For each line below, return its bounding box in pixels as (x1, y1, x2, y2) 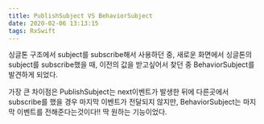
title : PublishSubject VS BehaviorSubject (8, 11, 153, 20)
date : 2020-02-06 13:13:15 (8, 19, 99, 27)
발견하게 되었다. (8, 70, 59, 80)
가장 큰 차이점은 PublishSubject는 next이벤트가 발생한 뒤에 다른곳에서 (8, 87, 229, 97)
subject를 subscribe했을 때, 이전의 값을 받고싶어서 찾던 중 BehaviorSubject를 (8, 60, 255, 69)
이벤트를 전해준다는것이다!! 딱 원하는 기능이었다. (16, 107, 167, 117)
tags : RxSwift (8, 27, 56, 35)
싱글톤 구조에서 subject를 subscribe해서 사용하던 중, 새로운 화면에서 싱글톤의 (8, 50, 252, 60)
